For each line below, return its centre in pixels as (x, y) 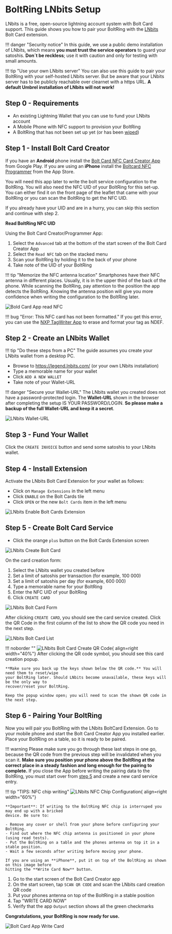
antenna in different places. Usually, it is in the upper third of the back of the (86, 280)
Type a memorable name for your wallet (55, 371)
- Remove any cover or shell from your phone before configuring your (82, 824)
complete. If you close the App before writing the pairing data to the (78, 771)
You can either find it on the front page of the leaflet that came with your (82, 192)
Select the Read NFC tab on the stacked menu (60, 254)
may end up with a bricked (34, 811)
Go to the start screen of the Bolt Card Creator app (66, 879)
